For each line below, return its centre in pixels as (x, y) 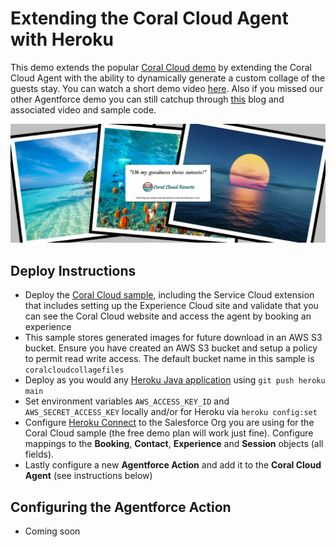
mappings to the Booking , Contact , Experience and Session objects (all (174, 444)
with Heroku (62, 39)
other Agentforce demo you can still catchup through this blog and (147, 99)
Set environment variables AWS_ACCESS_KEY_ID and (127, 401)
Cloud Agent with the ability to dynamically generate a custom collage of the (168, 78)
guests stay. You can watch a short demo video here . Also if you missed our (167, 88)
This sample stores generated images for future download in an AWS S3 (173, 338)
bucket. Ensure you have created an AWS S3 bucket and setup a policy (171, 348)
